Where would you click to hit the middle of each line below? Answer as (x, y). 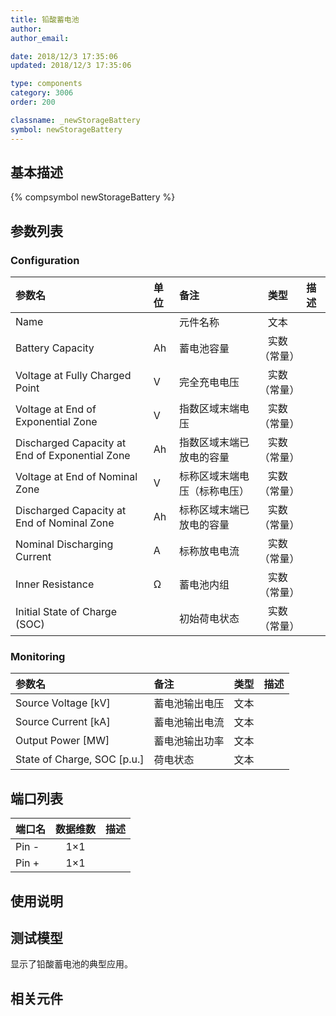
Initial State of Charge (66, 611)
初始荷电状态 (209, 618)
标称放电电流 (209, 551)
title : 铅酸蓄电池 (45, 19)
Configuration (45, 260)
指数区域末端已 (214, 442)
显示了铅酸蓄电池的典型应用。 (71, 964)
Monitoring (38, 656)
